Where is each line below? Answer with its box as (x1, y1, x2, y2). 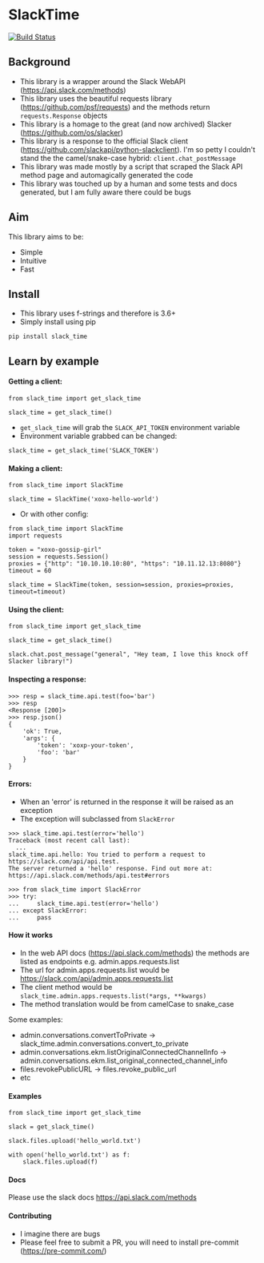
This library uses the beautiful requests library (19, 94, 172, 103)
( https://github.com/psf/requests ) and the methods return (19, 102, 210, 111)
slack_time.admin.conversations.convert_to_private (19, 1039, 190, 1048)
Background (8, 55, 70, 69)
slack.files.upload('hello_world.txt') (8, 1137, 142, 1145)
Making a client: (8, 463, 63, 473)
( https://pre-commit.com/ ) (19, 1245, 107, 1255)
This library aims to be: (8, 231, 84, 241)
